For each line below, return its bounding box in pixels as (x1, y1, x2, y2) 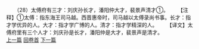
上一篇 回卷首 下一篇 (6, 36, 57, 43)
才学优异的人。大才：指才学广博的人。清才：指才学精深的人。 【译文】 (6, 22, 188, 28)
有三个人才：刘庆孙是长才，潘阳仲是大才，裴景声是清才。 (21, 29, 163, 36)
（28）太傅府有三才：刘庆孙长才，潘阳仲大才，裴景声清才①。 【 (16, 7, 184, 13)
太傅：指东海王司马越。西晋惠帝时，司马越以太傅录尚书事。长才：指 (23, 14, 191, 21)
